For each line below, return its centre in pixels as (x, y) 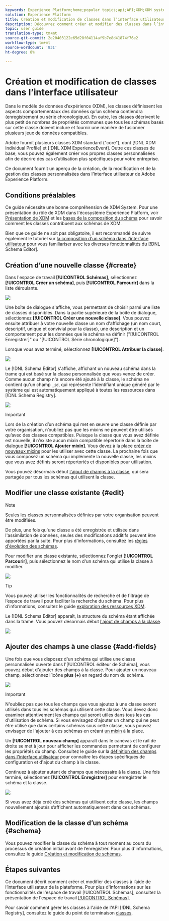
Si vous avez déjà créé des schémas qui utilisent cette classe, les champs (82, 802)
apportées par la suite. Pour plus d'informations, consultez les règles (76, 540)
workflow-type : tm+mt (28, 43)
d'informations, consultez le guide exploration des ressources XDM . (75, 606)
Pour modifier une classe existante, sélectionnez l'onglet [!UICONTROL (79, 556)
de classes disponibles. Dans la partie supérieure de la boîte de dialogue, (81, 313)
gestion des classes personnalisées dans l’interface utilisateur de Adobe (80, 174)
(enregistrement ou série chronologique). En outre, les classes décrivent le (82, 117)
